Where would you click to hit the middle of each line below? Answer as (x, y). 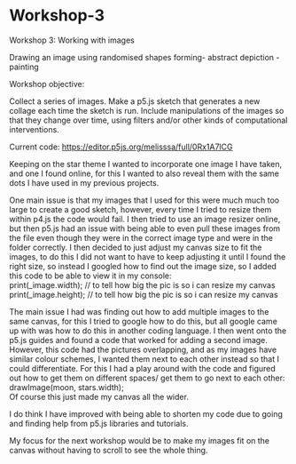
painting (24, 67)
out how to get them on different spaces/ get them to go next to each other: (147, 378)
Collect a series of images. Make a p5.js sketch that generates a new (135, 101)
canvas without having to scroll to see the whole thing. (109, 450)
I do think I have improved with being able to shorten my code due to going (146, 413)
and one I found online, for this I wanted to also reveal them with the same (144, 173)
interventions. (34, 129)
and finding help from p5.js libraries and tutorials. (99, 423)
